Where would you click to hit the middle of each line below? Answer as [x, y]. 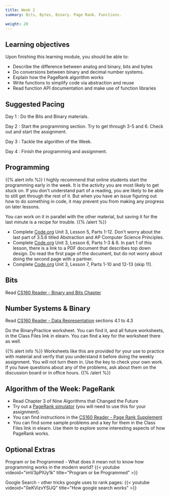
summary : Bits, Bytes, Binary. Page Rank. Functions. [64, 15]
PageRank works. [31, 433]
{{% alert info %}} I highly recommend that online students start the [76, 180]
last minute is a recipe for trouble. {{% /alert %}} [56, 222]
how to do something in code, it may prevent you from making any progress [85, 201]
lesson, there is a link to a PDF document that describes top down [82, 248]
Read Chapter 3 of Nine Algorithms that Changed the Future [75, 401]
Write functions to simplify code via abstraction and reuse [73, 83]
